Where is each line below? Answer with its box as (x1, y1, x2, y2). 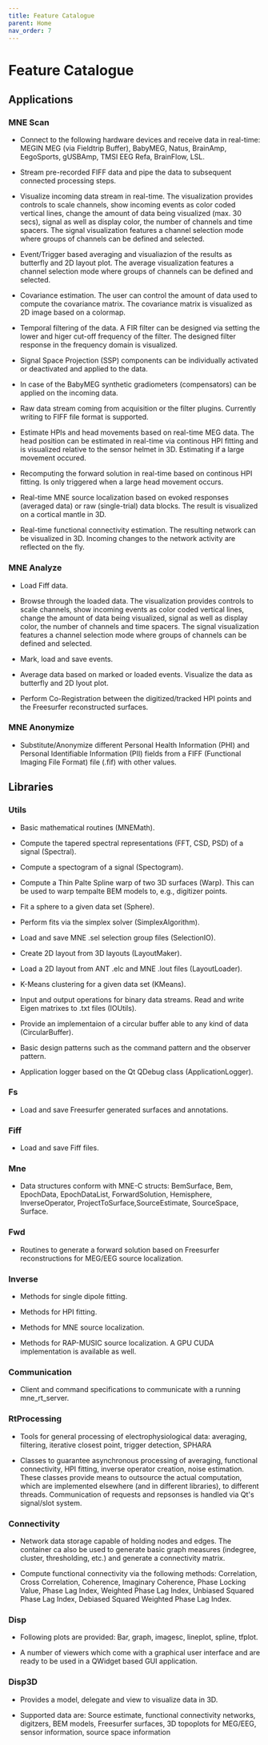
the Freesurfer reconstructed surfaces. (19, 702, 149, 712)
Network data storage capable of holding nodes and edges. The (19, 1536, 232, 1546)
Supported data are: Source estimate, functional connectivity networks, (19, 1710, 256, 1719)
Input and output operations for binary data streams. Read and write (19, 994, 245, 1005)
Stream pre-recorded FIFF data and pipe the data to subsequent (19, 167, 232, 177)
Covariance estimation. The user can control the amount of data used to (19, 291, 258, 300)
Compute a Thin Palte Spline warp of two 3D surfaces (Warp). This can (19, 877, 254, 887)
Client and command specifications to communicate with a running (19, 1385, 241, 1394)
